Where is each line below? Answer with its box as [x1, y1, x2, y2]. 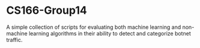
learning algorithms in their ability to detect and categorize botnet [29, 29, 191, 37]
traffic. [6, 36, 23, 43]
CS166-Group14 [6, 4, 87, 17]
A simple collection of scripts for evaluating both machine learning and [6, 23, 181, 31]
